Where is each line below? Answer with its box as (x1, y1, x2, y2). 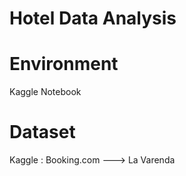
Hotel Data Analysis (9, 7, 177, 30)
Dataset (9, 121, 76, 144)
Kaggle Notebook (9, 86, 82, 98)
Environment (9, 53, 119, 76)
